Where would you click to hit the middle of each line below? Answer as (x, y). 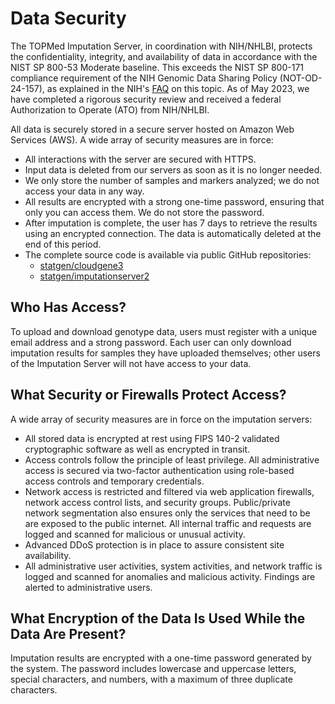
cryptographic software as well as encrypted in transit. (137, 449)
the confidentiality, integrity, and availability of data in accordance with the (164, 56)
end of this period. (63, 244)
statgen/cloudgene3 (81, 265)
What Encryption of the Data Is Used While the (158, 618)
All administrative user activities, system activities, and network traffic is (173, 566)
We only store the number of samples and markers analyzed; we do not (172, 180)
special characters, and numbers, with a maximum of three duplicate (151, 679)
